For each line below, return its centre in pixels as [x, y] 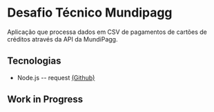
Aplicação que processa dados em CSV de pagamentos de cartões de [107, 32]
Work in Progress [45, 99]
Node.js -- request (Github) [56, 77]
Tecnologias [34, 61]
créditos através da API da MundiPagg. [62, 39]
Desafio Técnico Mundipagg [90, 13]
